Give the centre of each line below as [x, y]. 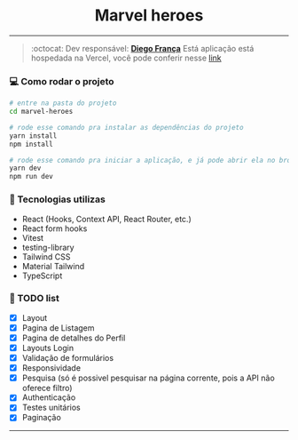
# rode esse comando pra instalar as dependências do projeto [126, 127]
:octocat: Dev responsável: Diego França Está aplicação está [142, 48]
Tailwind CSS [46, 256]
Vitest [33, 237]
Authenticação [49, 397]
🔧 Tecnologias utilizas [58, 199]
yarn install [33, 136]
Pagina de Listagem [58, 328]
